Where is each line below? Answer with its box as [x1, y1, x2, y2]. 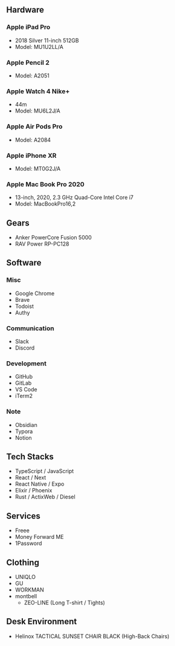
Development [6, 359, 47, 368]
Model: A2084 [14, 136, 51, 143]
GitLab [14, 379, 32, 387]
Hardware [6, 5, 44, 15]
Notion [14, 434, 32, 441]
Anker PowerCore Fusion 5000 [14, 233, 92, 241]
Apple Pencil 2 [6, 58, 49, 67]
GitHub [14, 373, 33, 380]
